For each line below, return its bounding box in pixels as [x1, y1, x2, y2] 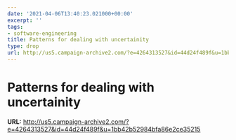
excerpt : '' [7, 17, 42, 24]
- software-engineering [7, 29, 77, 37]
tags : [7, 23, 23, 30]
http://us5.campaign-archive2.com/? [22, 117, 130, 126]
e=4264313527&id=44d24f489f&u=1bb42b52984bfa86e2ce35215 [7, 125, 201, 133]
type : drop [7, 43, 39, 50]
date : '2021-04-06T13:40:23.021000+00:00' [7, 10, 133, 17]
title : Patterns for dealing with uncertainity [7, 36, 150, 43]
